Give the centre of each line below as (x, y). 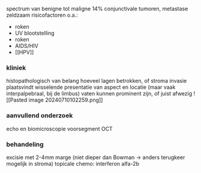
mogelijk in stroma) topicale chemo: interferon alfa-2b (73, 163)
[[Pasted (17, 100)
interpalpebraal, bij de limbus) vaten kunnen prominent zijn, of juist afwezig (99, 94)
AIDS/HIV (27, 46)
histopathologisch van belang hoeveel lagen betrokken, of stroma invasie (97, 81)
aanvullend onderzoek (40, 115)
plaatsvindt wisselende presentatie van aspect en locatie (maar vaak (91, 87)
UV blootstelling (35, 33)
